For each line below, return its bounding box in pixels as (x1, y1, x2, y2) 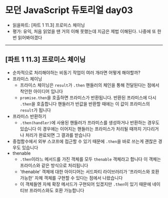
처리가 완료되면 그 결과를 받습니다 (25, 132, 91, 138)
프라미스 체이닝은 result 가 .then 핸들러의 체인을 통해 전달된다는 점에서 (19, 82, 159, 88)
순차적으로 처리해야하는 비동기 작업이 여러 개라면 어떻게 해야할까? (12, 69, 141, 75)
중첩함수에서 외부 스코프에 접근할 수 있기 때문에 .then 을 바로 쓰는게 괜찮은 (12, 138, 157, 144)
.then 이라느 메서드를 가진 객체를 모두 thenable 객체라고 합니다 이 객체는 (19, 156, 161, 162)
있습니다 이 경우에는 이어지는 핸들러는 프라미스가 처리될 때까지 (19, 125, 141, 131)
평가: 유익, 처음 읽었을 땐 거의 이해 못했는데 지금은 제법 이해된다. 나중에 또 (12, 28, 156, 34)
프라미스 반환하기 (12, 113, 46, 119)
